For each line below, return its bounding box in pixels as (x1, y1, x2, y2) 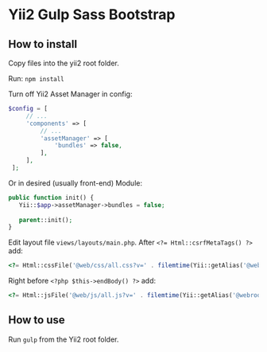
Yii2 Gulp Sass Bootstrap (8, 6, 176, 24)
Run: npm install (8, 74, 65, 83)
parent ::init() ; (18, 216, 73, 224)
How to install (8, 37, 78, 51)
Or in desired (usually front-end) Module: (8, 178, 143, 188)
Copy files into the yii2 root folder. (8, 58, 119, 68)
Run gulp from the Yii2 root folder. (8, 334, 119, 344)
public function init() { (8, 194, 94, 201)
